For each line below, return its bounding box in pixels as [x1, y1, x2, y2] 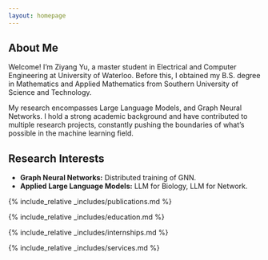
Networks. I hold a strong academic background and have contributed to [8, 112, 248, 121]
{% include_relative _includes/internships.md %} [8, 228, 169, 238]
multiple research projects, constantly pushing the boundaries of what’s [8, 120, 245, 130]
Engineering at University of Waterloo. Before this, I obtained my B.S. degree [8, 71, 261, 81]
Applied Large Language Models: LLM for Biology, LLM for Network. [19, 181, 248, 191]
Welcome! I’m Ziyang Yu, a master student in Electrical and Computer [8, 62, 238, 72]
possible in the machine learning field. [8, 128, 134, 138]
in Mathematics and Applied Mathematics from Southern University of [8, 79, 238, 89]
